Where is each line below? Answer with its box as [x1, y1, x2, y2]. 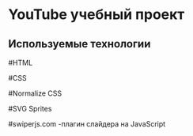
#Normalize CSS [8, 89, 62, 98]
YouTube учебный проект [8, 6, 185, 24]
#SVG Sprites [8, 104, 52, 113]
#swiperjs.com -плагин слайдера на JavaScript [8, 119, 166, 128]
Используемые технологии [8, 37, 151, 51]
